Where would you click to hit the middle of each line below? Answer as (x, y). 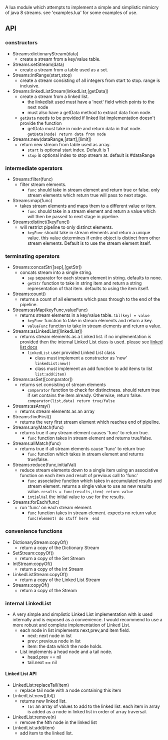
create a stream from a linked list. (54, 96)
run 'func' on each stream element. (56, 508)
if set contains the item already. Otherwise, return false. (84, 395)
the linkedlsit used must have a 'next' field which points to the (91, 102)
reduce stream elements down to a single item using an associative (89, 470)
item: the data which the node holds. (65, 646)
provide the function (41, 123)
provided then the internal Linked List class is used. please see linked (91, 342)
